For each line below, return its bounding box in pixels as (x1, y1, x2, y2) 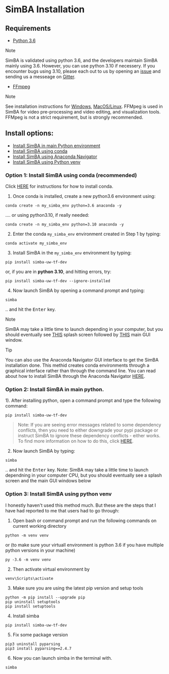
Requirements (5, 24, 51, 33)
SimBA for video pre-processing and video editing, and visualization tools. (5, 109, 161, 115)
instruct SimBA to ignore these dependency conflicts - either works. (17, 433, 160, 439)
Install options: (5, 129, 54, 138)
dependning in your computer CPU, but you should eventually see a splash (5, 472, 162, 479)
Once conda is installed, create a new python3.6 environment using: (12, 193, 156, 199)
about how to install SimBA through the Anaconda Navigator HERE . (5, 373, 146, 379)
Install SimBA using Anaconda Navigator (12, 153, 98, 160)
